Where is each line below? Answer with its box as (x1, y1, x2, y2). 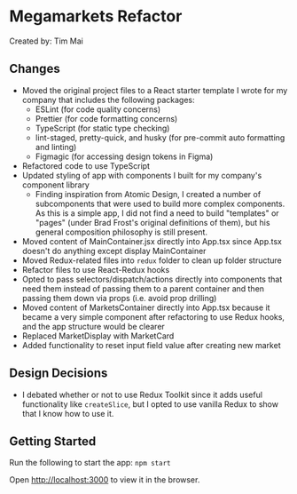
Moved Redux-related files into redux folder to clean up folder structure (21, 255, 282, 266)
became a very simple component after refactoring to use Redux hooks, (21, 311, 285, 322)
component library (21, 179, 90, 190)
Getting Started (9, 434, 97, 449)
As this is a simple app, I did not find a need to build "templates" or (35, 207, 279, 219)
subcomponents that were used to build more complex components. (35, 198, 285, 209)
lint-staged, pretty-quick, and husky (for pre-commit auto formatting (35, 131, 285, 143)
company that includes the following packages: (21, 94, 195, 105)
